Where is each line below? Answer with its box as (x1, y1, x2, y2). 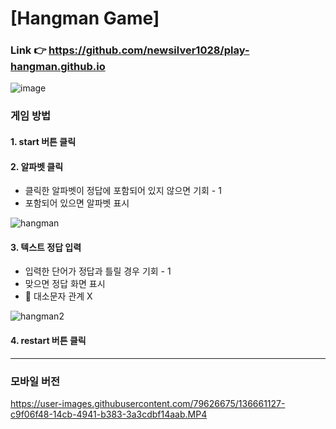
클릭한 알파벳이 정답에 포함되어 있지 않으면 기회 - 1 (24, 185, 222, 197)
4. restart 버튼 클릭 (10, 335, 87, 346)
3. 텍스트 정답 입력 (10, 241, 82, 253)
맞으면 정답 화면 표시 (24, 278, 106, 290)
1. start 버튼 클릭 (10, 136, 77, 147)
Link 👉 (10, 43, 47, 57)
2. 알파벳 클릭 (10, 160, 64, 172)
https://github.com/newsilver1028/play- (48, 43, 250, 57)
